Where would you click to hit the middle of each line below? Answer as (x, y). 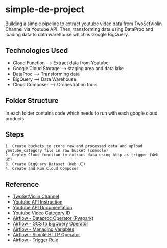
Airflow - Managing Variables (43, 229)
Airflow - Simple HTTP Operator (46, 235)
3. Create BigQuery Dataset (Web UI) (45, 164)
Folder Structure (32, 101)
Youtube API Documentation (42, 208)
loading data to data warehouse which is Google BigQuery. (67, 34)
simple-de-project (45, 9)
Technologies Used (37, 50)
